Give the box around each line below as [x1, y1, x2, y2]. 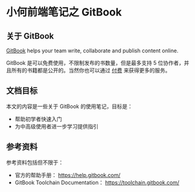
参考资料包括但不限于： [6, 159, 64, 166]
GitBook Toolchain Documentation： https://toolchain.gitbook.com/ [14, 179, 180, 186]
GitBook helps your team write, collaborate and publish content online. [6, 47, 178, 54]
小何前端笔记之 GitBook [6, 5, 122, 19]
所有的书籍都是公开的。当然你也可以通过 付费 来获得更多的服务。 [11, 67, 171, 74]
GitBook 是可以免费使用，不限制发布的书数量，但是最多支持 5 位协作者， [6, 59, 184, 66]
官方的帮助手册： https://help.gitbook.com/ [14, 171, 121, 178]
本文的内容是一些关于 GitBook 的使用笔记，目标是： [6, 102, 133, 110]
